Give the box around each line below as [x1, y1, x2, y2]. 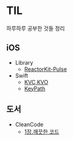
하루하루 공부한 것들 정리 [6, 24, 65, 32]
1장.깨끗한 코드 [24, 128, 60, 135]
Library [15, 59, 33, 66]
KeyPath [24, 85, 46, 92]
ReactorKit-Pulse [24, 65, 67, 73]
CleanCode [15, 120, 44, 128]
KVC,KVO [24, 78, 49, 85]
